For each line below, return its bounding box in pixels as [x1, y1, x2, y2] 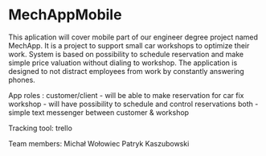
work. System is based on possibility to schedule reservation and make [8, 49, 244, 59]
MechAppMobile [8, 6, 122, 24]
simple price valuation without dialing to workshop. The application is [8, 58, 238, 68]
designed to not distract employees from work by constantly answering [8, 66, 245, 76]
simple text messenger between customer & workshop [8, 107, 190, 117]
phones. [8, 75, 36, 84]
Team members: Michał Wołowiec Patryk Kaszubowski [8, 138, 190, 148]
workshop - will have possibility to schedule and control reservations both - [8, 99, 259, 109]
